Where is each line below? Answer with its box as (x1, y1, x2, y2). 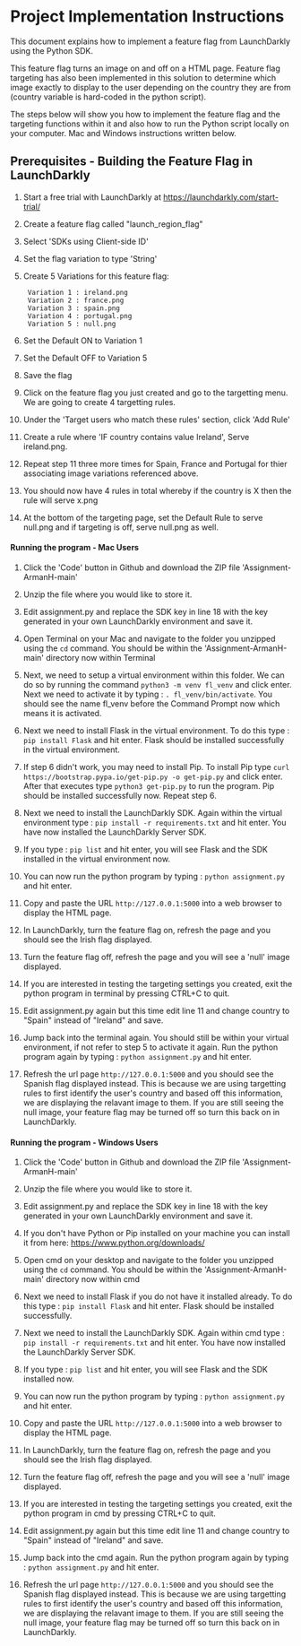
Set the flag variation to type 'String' (22, 253, 158, 264)
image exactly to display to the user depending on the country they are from (10, 82, 292, 92)
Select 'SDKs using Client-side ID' (22, 236, 149, 247)
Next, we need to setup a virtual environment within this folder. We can (22, 670, 285, 680)
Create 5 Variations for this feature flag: (22, 271, 169, 282)
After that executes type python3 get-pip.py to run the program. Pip (22, 780, 275, 791)
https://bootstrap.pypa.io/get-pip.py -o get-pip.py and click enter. (22, 771, 283, 782)
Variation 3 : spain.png (27, 303, 120, 313)
